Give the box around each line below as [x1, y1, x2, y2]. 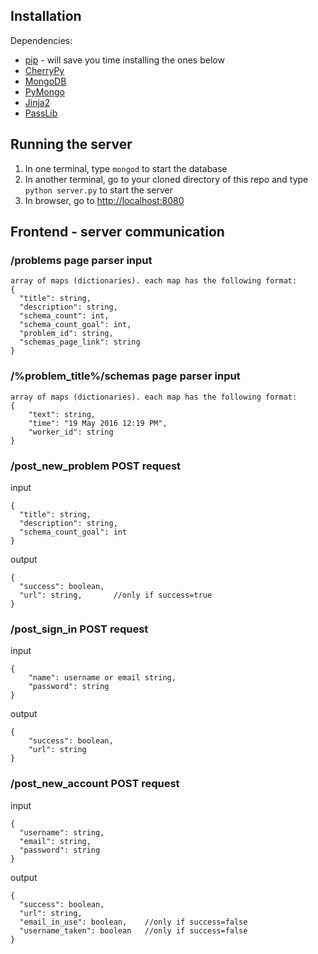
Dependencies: [10, 34, 73, 46]
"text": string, [28, 409, 97, 419]
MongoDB [24, 75, 67, 87]
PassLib [24, 107, 58, 119]
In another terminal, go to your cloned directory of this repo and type [24, 173, 309, 185]
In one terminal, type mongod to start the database [24, 162, 228, 174]
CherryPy [24, 64, 65, 76]
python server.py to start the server [24, 184, 173, 196]
